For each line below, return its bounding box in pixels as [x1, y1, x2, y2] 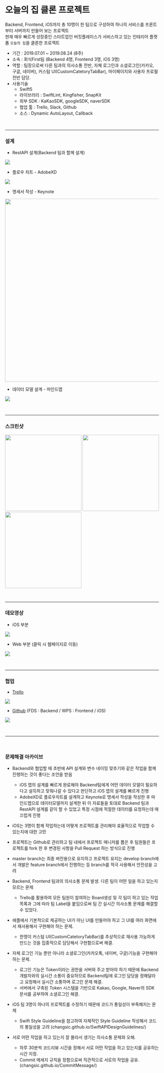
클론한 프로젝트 [31, 40, 60, 45]
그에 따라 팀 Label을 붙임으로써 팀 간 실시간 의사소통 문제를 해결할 [32, 901, 158, 907]
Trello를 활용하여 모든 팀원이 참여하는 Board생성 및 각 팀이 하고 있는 [19, 895, 149, 901]
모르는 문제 [12, 884, 34, 891]
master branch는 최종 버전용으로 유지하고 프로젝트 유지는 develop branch [12, 856, 155, 862]
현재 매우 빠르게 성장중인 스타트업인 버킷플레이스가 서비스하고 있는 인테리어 [5, 34, 149, 40]
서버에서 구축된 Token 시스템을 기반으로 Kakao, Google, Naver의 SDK [19, 985, 155, 991]
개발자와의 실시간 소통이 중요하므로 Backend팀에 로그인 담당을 [19, 973, 139, 979]
